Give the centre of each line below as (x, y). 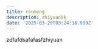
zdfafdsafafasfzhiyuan (34, 40)
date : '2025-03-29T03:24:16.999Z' (50, 23)
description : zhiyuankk (37, 17)
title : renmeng (26, 12)
